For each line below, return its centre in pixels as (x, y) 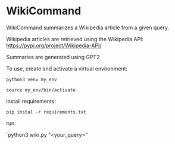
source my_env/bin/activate (41, 90)
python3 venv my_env (32, 79)
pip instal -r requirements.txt (46, 112)
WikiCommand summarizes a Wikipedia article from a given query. (88, 27)
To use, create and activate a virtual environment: (67, 68)
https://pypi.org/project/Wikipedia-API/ (54, 45)
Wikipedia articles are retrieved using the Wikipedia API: (75, 39)
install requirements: (31, 101)
